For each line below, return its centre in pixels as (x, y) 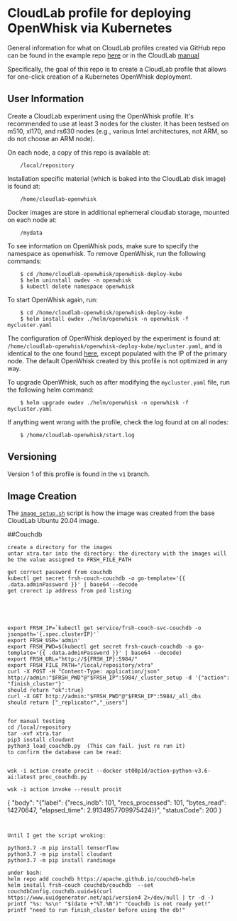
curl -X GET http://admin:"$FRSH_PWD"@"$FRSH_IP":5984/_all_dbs (104, 697)
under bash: (25, 873)
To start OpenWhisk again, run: (53, 299)
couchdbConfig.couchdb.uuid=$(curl (60, 892)
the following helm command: (51, 390)
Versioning (32, 457)
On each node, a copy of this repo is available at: (79, 152)
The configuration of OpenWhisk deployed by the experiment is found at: (114, 338)
